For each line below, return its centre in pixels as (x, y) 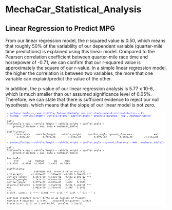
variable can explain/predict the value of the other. (59, 79)
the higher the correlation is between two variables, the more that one (79, 73)
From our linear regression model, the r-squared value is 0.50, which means (85, 40)
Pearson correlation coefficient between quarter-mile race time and (77, 57)
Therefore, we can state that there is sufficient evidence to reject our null (82, 99)
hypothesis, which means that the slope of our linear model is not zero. (80, 105)
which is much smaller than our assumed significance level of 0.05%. (79, 94)
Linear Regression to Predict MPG (60, 28)
